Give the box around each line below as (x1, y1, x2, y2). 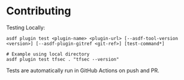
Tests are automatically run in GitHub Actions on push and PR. (6, 67, 160, 74)
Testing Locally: (6, 24, 46, 31)
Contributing (6, 4, 71, 18)
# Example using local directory (6, 51, 90, 57)
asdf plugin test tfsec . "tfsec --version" (6, 56, 119, 62)
